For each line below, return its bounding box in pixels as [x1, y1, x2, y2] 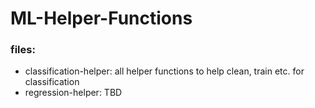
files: [10, 43, 36, 57]
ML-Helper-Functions [10, 7, 193, 30]
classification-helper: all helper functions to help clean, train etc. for [24, 65, 305, 77]
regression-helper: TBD [24, 87, 123, 99]
